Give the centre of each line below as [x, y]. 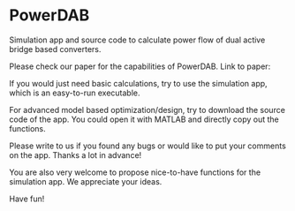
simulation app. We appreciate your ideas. [86, 181]
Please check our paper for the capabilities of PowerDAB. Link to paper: [140, 66]
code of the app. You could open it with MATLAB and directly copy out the [144, 119]
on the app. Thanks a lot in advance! [76, 154]
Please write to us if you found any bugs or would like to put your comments [148, 146]
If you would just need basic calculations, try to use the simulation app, [138, 83]
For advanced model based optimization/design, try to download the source [147, 109]
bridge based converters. [55, 49]
